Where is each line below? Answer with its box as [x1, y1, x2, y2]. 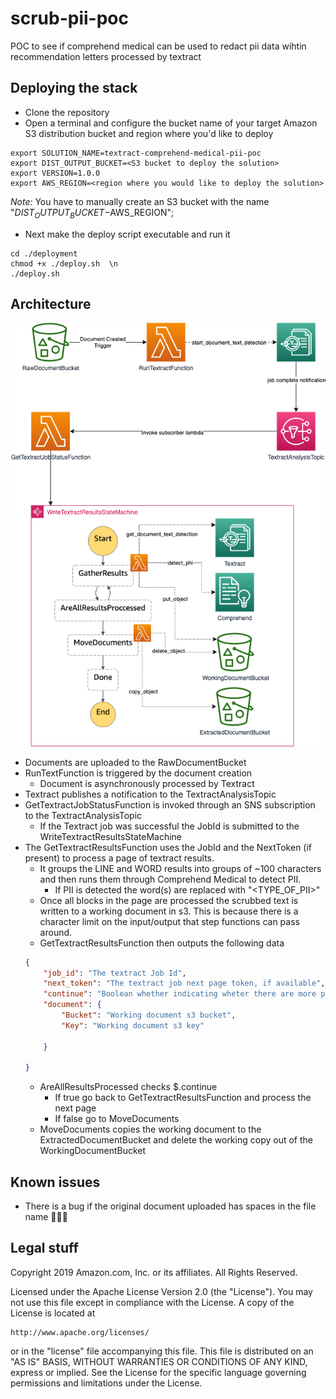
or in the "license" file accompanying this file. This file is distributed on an [10, 1345, 314, 1357]
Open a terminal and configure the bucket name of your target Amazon [24, 117, 318, 129]
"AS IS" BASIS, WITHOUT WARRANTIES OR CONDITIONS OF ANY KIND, [10, 1355, 308, 1367]
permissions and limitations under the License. [10, 1377, 203, 1389]
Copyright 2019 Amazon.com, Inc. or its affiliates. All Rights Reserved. [10, 1266, 298, 1278]
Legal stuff [10, 1240, 79, 1257]
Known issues [10, 1173, 101, 1191]
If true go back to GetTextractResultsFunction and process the [54, 1092, 312, 1104]
